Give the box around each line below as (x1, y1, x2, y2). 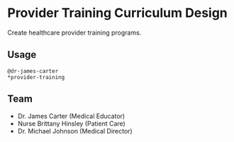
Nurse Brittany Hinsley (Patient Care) (17, 119, 126, 128)
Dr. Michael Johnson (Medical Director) (17, 126, 133, 135)
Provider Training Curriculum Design (7, 5, 228, 21)
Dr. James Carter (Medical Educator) (17, 112, 126, 120)
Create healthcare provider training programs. (7, 28, 142, 37)
